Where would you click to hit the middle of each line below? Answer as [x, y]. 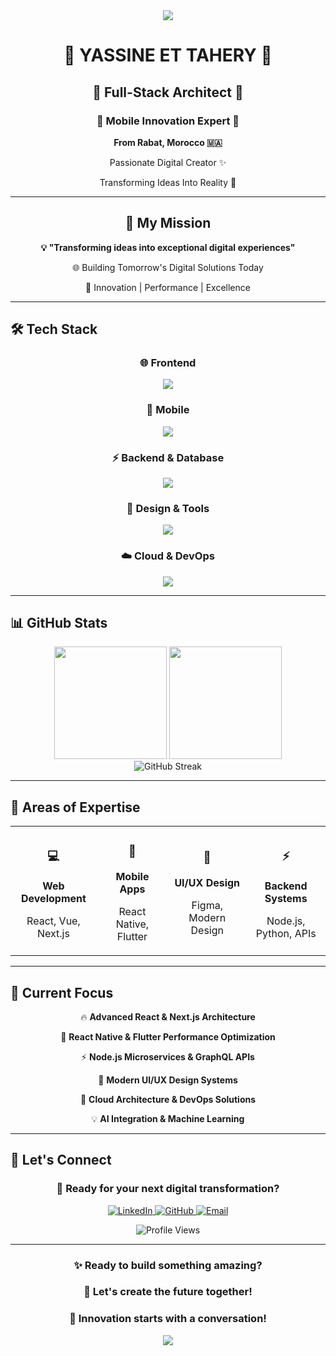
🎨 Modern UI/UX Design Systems [168, 1080]
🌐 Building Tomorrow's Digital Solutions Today [168, 267]
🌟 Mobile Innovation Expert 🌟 [168, 121]
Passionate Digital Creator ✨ [168, 162]
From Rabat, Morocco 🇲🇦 [168, 142]
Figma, [207, 906]
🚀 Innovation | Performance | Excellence [168, 287]
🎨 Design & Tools [168, 508]
